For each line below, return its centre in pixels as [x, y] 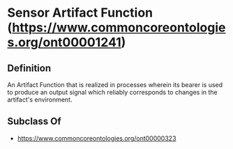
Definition [29, 68]
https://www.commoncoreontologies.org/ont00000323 [97, 138]
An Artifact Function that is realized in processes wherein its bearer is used [115, 85]
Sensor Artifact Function [80, 13]
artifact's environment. [40, 100]
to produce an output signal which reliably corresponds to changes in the [112, 92]
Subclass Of [34, 121]
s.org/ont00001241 [65, 42]
